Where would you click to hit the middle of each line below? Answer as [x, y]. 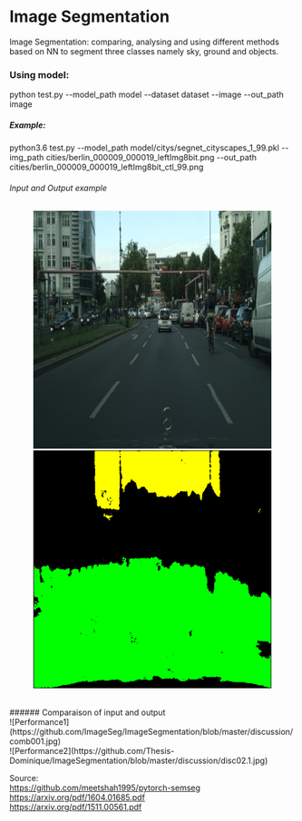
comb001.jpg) [35, 741]
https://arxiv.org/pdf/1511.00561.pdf [76, 807]
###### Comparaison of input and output [88, 712]
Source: [24, 778]
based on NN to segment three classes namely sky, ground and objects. [144, 51]
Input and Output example [58, 188]
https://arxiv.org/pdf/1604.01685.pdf [77, 797]
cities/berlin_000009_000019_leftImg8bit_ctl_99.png [107, 167]
